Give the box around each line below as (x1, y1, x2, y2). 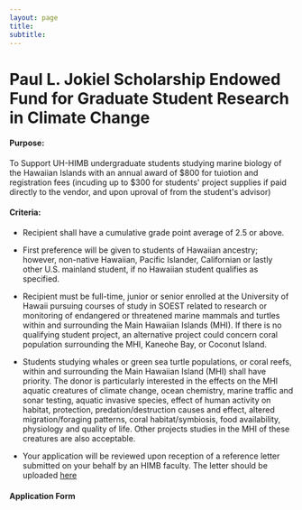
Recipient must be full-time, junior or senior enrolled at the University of (22, 291, 289, 301)
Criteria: (9, 207, 41, 218)
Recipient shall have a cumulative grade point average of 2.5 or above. (22, 227, 285, 237)
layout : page (9, 13, 59, 23)
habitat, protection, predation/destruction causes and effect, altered (22, 403, 275, 415)
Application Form (9, 490, 76, 501)
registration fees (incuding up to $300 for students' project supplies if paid (9, 177, 287, 188)
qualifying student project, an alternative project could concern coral (22, 329, 278, 339)
